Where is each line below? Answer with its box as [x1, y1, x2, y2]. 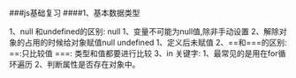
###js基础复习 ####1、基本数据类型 [9, 8, 140, 18]
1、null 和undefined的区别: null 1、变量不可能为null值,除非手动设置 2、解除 [9, 26, 280, 37]
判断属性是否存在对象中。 [47, 60, 140, 69]
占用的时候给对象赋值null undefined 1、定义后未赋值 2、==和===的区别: [24, 38, 287, 47]
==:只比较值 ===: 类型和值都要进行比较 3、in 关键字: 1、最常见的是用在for [9, 48, 278, 59]
